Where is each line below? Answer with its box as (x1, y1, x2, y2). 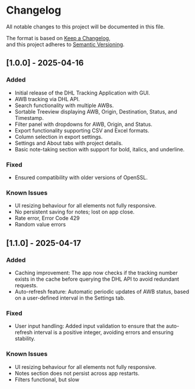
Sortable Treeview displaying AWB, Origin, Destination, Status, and (14, 108, 177, 115)
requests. (14, 281, 38, 288)
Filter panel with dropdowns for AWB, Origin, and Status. (14, 121, 152, 128)
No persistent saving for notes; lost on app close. (14, 208, 135, 216)
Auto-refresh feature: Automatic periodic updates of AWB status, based (14, 288, 190, 295)
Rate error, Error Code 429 (14, 215, 80, 222)
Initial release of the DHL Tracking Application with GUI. (14, 89, 151, 96)
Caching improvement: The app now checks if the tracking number (14, 269, 178, 276)
